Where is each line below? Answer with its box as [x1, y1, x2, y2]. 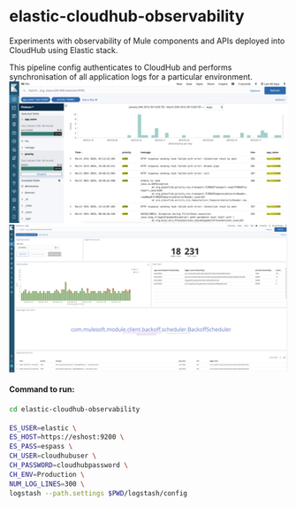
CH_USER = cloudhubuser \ [9, 451, 97, 461]
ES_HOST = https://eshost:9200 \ [9, 433, 125, 442]
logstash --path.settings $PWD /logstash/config [9, 488, 188, 497]
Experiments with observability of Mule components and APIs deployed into [9, 35, 285, 46]
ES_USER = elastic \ [9, 423, 77, 433]
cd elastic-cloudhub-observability [9, 404, 140, 413]
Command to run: [9, 384, 75, 395]
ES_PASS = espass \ [9, 442, 73, 451]
